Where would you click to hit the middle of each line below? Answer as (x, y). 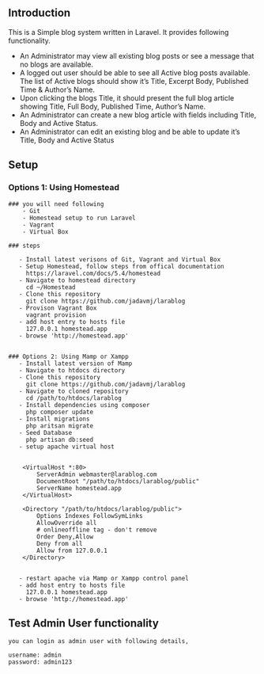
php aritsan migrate (59, 426)
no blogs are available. (56, 64)
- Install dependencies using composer (84, 405)
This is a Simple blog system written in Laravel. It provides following (119, 32)
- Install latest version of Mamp (75, 364)
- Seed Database (45, 432)
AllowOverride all (67, 523)
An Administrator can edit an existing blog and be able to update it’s (130, 131)
